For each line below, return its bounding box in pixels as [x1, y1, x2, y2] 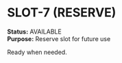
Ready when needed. [7, 48, 67, 56]
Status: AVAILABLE [7, 27, 62, 36]
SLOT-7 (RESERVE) [7, 5, 117, 21]
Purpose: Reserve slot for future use [7, 34, 111, 42]
